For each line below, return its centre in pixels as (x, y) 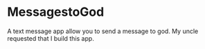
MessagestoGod (56, 12)
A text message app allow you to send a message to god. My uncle (103, 31)
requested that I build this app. (51, 38)
